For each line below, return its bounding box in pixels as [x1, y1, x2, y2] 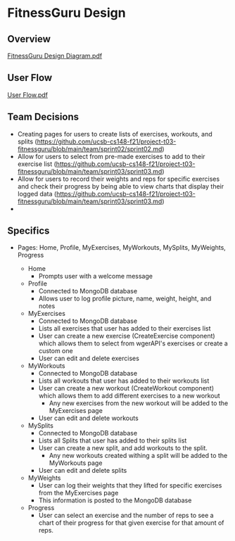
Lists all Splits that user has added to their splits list [38, 436, 187, 445]
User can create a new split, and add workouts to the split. [38, 444, 208, 452]
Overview [7, 33, 51, 45]
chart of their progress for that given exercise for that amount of [38, 518, 224, 527]
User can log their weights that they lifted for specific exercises [38, 481, 222, 490]
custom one [38, 347, 73, 355]
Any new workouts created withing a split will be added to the [49, 452, 228, 460]
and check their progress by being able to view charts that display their [17, 182, 224, 191]
